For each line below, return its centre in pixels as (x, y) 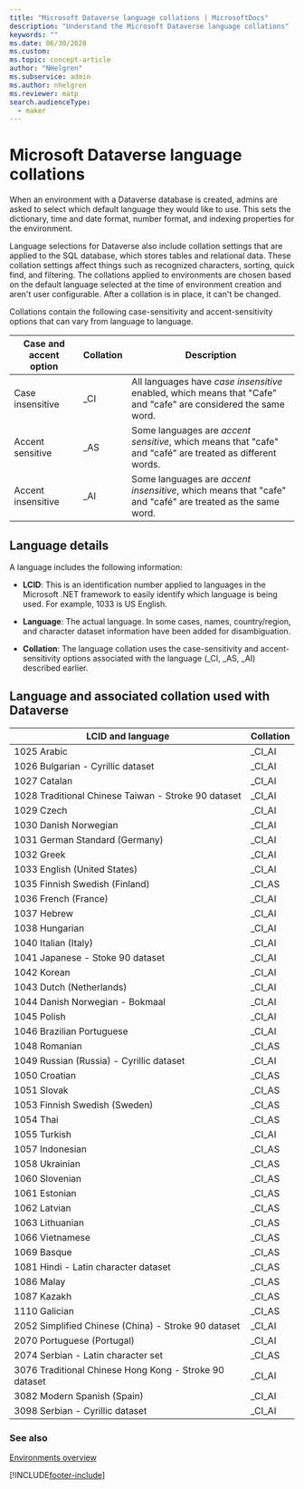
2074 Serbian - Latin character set (89, 1355)
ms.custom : (30, 52)
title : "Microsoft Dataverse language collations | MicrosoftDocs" (139, 18)
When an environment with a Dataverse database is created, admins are (143, 199)
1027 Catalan (43, 780)
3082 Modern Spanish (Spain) (79, 1396)
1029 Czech (41, 810)
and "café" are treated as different (204, 453)
